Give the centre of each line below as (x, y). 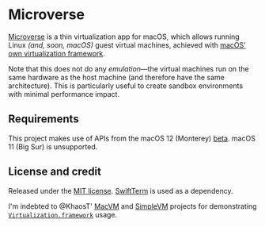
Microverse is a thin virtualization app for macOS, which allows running (124, 37)
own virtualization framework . (57, 53)
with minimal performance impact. (64, 94)
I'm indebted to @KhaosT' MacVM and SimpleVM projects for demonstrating (132, 206)
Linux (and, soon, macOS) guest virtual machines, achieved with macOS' (127, 44)
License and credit (55, 172)
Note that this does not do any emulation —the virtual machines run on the (129, 68)
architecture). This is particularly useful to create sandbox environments (126, 86)
